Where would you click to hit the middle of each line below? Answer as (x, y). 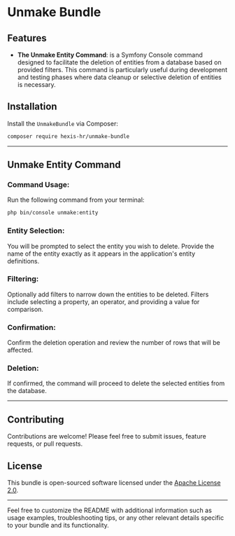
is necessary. (36, 84)
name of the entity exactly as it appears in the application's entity (101, 254)
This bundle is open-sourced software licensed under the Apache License (114, 483)
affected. (20, 350)
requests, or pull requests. (45, 444)
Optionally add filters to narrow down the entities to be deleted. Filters (108, 294)
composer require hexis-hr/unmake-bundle (69, 136)
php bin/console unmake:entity (53, 213)
